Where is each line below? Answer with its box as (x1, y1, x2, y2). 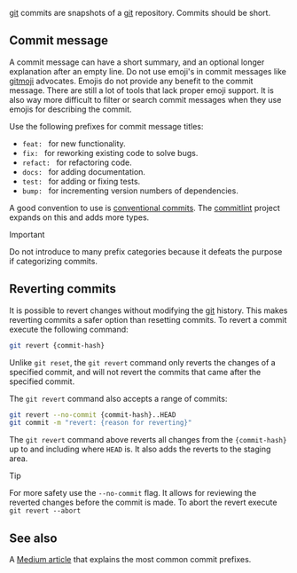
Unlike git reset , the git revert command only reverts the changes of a (9, 357, 277, 367)
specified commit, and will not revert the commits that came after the (9, 366, 262, 377)
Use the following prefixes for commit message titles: (9, 121, 204, 131)
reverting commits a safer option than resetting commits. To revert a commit (9, 314, 287, 325)
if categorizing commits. (9, 255, 98, 266)
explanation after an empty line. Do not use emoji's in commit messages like (9, 66, 286, 76)
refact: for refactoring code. (21, 157, 133, 168)
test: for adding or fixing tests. (21, 176, 141, 186)
